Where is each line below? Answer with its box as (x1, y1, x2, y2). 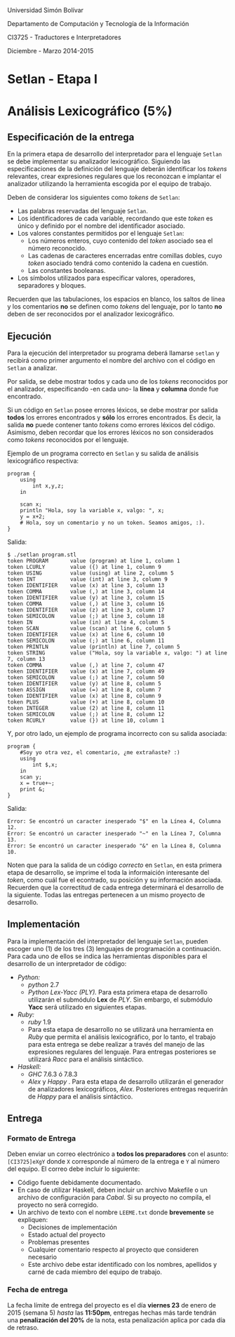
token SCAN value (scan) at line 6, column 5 (7, 625, 171, 632)
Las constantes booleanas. (27, 267, 106, 275)
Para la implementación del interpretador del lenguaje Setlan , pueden (7, 936, 208, 946)
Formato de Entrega (7, 1134, 76, 1143)
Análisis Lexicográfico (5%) (7, 103, 173, 119)
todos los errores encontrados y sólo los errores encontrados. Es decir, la (7, 413, 221, 422)
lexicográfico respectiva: (7, 457, 79, 465)
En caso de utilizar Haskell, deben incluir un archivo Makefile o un (17, 1185, 208, 1194)
